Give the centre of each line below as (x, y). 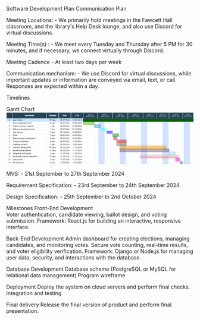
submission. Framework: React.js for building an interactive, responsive (94, 221)
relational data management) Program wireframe (66, 275)
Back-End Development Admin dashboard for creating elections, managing (98, 239)
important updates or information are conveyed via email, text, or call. (91, 80)
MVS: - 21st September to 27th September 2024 (65, 174)
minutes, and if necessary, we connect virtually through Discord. (85, 50)
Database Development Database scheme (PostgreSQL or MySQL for (91, 269)
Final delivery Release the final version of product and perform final (89, 305)
